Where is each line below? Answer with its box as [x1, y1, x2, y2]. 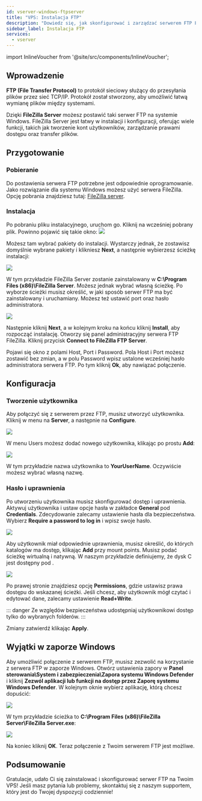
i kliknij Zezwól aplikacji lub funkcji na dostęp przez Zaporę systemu [6, 677, 179, 684]
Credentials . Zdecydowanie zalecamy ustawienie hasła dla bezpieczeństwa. [6, 510, 196, 518]
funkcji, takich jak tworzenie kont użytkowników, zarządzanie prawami [6, 124, 180, 131]
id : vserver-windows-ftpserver [6, 8, 85, 15]
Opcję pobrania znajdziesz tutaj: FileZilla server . [6, 192, 125, 199]
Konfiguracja [6, 379, 56, 389]
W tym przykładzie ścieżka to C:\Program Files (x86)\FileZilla [6, 713, 161, 720]
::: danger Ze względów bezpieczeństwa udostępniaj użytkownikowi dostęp [6, 606, 194, 614]
